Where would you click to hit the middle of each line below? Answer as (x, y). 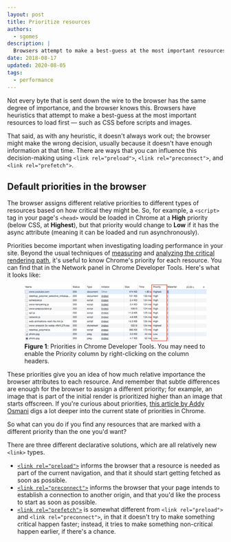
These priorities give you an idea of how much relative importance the (107, 375)
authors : (20, 29)
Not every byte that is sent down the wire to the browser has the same (107, 101)
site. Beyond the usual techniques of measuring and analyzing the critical (111, 253)
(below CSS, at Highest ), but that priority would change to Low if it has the (113, 225)
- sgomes (26, 37)
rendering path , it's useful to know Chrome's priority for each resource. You (114, 260)
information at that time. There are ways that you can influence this (102, 150)
